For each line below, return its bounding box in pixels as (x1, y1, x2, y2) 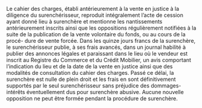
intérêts (6, 89, 25, 95)
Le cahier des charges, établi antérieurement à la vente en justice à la (6, 5, 180, 12)
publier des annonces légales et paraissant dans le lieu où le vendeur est (6, 50, 188, 57)
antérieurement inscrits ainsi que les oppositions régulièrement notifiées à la (6, 24, 197, 31)
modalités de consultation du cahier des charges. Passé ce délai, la (6, 69, 174, 76)
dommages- (151, 82, 181, 89)
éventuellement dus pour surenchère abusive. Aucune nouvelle (26, 89, 184, 95)
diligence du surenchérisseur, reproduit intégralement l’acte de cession (6, 11, 183, 19)
